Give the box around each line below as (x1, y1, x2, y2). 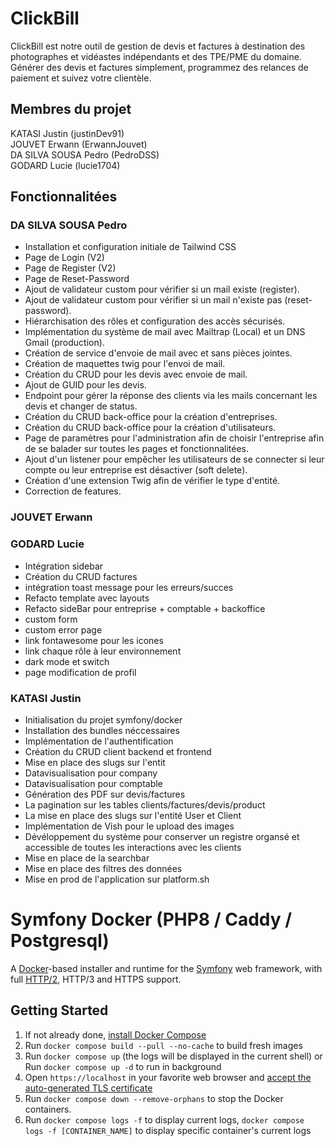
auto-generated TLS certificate (24, 1082, 153, 1094)
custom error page (24, 623, 103, 636)
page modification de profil (24, 666, 137, 678)
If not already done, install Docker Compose (24, 1028, 207, 1041)
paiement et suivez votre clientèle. (10, 72, 152, 84)
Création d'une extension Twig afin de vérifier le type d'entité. (24, 475, 281, 487)
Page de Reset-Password (24, 273, 130, 285)
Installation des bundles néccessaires (24, 724, 180, 736)
